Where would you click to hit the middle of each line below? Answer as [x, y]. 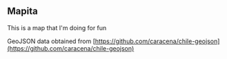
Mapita [22, 11]
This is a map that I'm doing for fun [57, 27]
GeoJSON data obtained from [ [51, 41]
